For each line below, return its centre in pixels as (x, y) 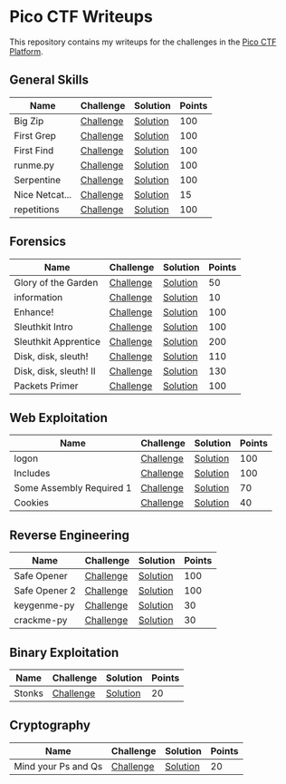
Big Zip (29, 121)
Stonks (29, 693)
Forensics (38, 242)
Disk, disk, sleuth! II (55, 371)
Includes (32, 474)
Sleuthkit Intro (44, 327)
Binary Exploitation (64, 652)
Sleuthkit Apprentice (57, 341)
